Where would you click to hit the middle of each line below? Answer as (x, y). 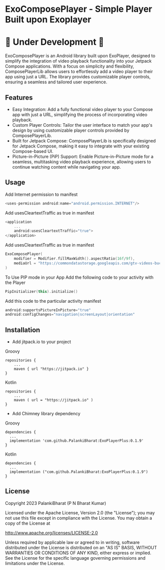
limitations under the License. (35, 563)
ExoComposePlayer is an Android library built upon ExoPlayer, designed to (80, 56)
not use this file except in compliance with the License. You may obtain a (79, 518)
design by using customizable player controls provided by (71, 130)
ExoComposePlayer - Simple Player (79, 9)
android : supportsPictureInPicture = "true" (48, 310)
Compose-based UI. (33, 151)
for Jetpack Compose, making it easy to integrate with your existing (81, 146)
